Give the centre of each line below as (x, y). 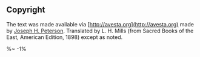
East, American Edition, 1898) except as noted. (65, 37)
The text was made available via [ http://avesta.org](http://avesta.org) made (100, 24)
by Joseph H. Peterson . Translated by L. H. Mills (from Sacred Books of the (100, 31)
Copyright (26, 10)
